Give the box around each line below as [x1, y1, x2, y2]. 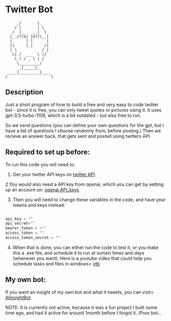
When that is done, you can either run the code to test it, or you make [12, 244, 159, 251]
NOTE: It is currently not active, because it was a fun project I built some [5, 304, 158, 310]
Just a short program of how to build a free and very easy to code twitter [5, 101, 159, 108]
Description [5, 88, 43, 96]
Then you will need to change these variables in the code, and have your [12, 196, 166, 203]
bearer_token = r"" [5, 226, 47, 231]
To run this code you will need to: [5, 161, 76, 167]
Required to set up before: [5, 148, 90, 157]
